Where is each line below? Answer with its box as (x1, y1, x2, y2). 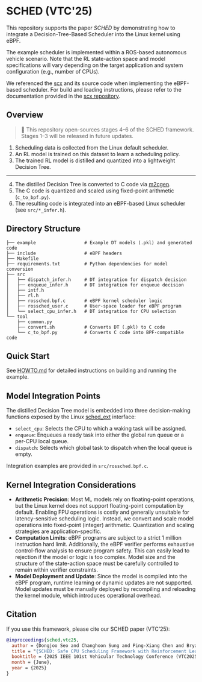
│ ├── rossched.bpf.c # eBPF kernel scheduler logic (6, 297, 163, 304)
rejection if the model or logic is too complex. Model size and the (14, 554, 176, 560)
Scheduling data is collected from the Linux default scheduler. (14, 144, 169, 151)
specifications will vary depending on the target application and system (6, 62, 183, 69)
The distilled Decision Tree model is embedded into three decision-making (6, 407, 191, 414)
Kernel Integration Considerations (6, 479, 136, 490)
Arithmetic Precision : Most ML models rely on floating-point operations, (14, 496, 195, 503)
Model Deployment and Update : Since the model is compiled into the (14, 573, 188, 579)
